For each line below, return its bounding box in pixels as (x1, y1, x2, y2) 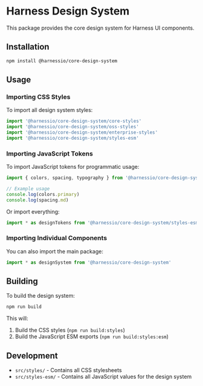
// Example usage (6, 186, 50, 192)
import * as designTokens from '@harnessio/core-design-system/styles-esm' (6, 220, 201, 226)
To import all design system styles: (6, 106, 93, 114)
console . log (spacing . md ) (6, 197, 69, 203)
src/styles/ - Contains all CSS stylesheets (14, 367, 122, 374)
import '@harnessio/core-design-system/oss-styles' (6, 124, 139, 130)
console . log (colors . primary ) (6, 191, 80, 197)
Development (6, 350, 59, 361)
